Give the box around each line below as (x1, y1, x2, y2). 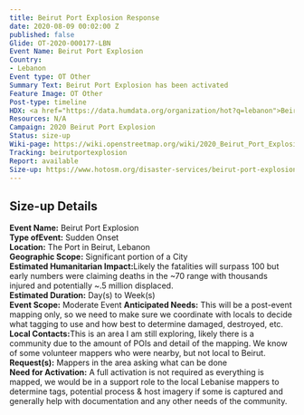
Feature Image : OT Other (9, 89, 103, 98)
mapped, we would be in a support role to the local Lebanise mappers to (9, 377, 280, 388)
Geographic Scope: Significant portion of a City (9, 251, 188, 263)
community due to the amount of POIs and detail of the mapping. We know (9, 338, 288, 349)
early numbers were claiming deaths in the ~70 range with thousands (9, 271, 269, 282)
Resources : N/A (9, 114, 67, 123)
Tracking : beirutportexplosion (9, 148, 128, 157)
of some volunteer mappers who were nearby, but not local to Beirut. (9, 348, 266, 359)
